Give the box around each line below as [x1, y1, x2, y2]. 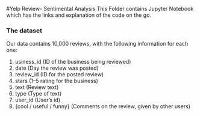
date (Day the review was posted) [14, 64, 99, 72]
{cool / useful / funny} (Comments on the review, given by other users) [14, 103, 191, 110]
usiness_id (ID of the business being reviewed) [14, 58, 131, 66]
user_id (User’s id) [14, 96, 61, 104]
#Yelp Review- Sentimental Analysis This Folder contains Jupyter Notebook [6, 5, 194, 12]
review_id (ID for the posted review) [14, 71, 104, 78]
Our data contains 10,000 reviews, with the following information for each [6, 40, 189, 47]
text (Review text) [14, 84, 59, 91]
